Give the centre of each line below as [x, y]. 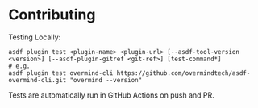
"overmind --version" [106, 80]
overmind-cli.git [37, 80]
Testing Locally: [35, 37]
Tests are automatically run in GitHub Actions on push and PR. [112, 95]
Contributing [52, 15]
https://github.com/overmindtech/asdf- [183, 73]
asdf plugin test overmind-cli [61, 73]
